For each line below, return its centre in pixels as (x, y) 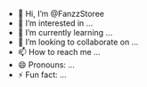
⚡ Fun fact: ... (42, 75)
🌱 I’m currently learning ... (65, 32)
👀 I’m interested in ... (55, 23)
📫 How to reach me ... (59, 52)
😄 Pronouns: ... (46, 65)
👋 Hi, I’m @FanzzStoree (61, 14)
